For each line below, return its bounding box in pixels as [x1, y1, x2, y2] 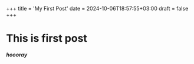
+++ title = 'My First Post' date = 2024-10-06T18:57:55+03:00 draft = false [6, 5, 189, 12]
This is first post [6, 32, 87, 45]
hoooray [6, 51, 28, 58]
